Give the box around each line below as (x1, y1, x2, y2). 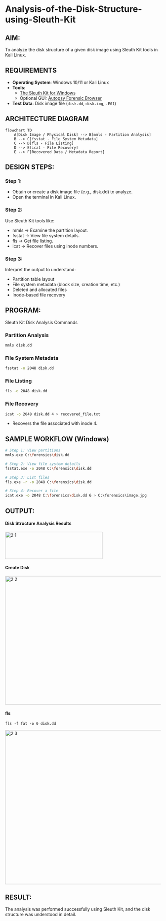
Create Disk (5, 565, 30, 571)
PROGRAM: (5, 306, 41, 315)
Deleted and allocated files (12, 287, 67, 293)
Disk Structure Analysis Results (5, 520, 72, 527)
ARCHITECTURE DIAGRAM (5, 115, 89, 123)
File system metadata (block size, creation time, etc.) (12, 281, 120, 287)
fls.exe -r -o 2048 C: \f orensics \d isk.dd (5, 479, 92, 485)
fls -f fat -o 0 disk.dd (5, 721, 56, 726)
